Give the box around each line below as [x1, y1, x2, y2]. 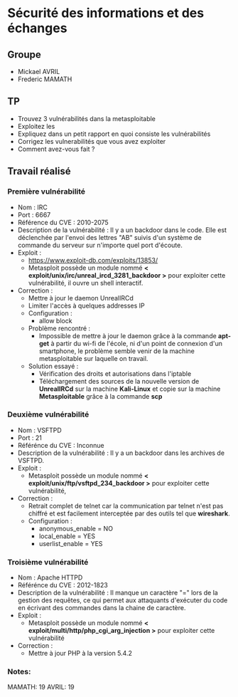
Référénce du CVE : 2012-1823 [17, 581, 108, 589]
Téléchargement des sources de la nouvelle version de [38, 377, 200, 385]
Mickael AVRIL [17, 68, 60, 75]
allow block [38, 316, 72, 325]
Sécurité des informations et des [7, 5, 205, 21]
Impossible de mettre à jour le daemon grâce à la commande [38, 331, 217, 340]
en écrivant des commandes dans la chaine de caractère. [17, 604, 186, 612]
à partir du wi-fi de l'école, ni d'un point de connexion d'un [50, 339, 222, 347]
